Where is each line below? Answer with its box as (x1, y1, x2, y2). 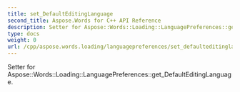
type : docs (7, 30, 40, 38)
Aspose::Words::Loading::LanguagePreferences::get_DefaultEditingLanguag (7, 70, 232, 79)
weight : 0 (7, 37, 37, 44)
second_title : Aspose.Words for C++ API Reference (7, 17, 161, 24)
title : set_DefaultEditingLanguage (7, 10, 114, 18)
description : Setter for (7, 23, 81, 30)
